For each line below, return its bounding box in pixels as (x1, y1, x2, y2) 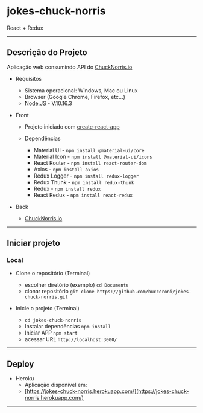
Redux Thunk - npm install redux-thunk (33, 178, 134, 185)
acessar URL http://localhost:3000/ (24, 336, 117, 343)
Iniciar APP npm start (24, 329, 78, 336)
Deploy (7, 359, 34, 369)
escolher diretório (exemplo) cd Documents (24, 281, 129, 289)
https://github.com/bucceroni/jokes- (96, 289, 192, 295)
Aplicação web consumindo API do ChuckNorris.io (7, 63, 133, 71)
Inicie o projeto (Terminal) (15, 305, 80, 312)
